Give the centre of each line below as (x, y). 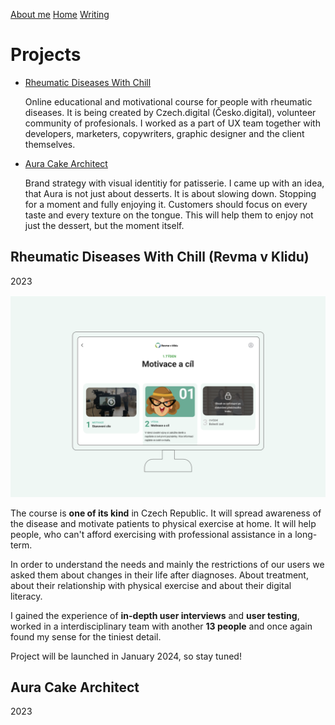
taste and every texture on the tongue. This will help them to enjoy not (169, 215)
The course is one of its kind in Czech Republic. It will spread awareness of (166, 513)
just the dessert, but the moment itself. (104, 225)
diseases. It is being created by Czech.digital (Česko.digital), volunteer (170, 112)
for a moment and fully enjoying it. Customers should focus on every (166, 204)
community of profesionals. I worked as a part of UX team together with (172, 123)
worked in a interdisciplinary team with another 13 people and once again (161, 626)
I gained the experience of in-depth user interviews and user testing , (155, 615)
